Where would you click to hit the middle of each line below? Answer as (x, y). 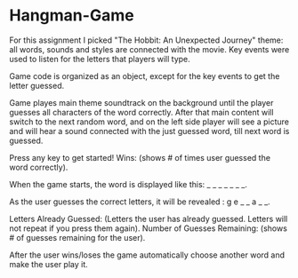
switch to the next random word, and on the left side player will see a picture (149, 122)
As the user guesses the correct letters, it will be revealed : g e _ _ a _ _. (140, 202)
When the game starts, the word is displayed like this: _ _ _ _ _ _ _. (128, 184)
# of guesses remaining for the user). (77, 237)
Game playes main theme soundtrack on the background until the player (141, 102)
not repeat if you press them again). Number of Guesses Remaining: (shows (148, 228)
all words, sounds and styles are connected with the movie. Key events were (149, 49)
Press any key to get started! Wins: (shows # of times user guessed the (140, 157)
